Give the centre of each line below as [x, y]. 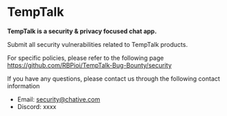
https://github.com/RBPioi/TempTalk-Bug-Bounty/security [89, 65]
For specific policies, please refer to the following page [85, 58]
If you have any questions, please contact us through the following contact [113, 78]
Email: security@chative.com [58, 99]
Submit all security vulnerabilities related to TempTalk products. [98, 44]
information [24, 86]
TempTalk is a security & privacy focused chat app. [82, 31]
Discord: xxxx [37, 106]
